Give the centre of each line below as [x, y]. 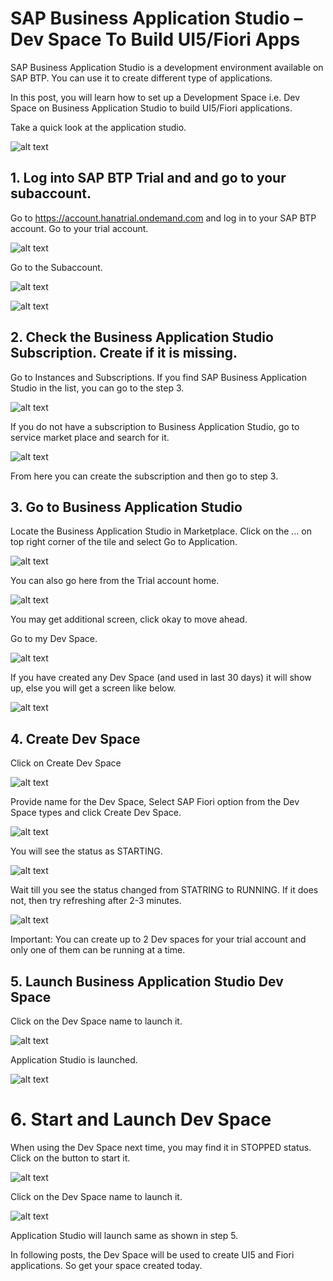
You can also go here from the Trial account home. [115, 581]
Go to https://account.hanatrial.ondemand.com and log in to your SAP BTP [163, 218]
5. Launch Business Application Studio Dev [147, 981]
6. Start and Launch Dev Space [141, 1119]
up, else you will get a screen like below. [93, 688]
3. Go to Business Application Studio [126, 507]
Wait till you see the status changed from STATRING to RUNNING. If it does [164, 890]
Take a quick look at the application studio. [98, 127]
